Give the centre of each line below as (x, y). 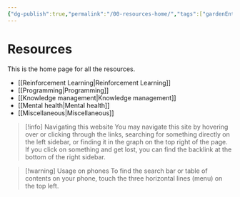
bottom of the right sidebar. (65, 156)
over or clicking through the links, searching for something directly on (127, 134)
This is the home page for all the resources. (71, 69)
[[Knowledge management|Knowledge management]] (97, 97)
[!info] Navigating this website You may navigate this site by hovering (126, 127)
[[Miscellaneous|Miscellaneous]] (66, 113)
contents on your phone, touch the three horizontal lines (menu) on (124, 178)
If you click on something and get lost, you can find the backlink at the (128, 149)
